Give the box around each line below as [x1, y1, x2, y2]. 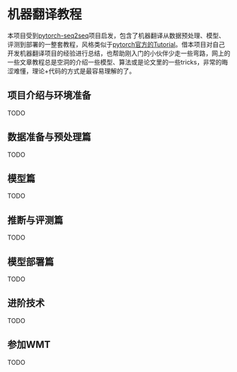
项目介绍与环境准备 [7, 89, 91, 101]
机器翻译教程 [7, 6, 83, 23]
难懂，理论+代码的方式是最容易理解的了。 [13, 67, 136, 75]
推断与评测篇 [7, 214, 64, 226]
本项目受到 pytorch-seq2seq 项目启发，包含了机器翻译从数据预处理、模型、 [7, 31, 225, 40]
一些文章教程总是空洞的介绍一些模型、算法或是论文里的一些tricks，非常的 [7, 57, 222, 66]
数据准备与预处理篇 [7, 131, 91, 143]
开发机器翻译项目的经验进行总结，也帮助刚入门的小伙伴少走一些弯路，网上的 [7, 49, 231, 57]
